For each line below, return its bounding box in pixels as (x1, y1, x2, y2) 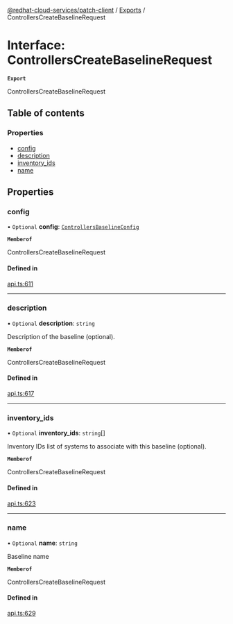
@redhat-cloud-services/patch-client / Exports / (7, 6, 146, 14)
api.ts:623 (7, 499, 36, 508)
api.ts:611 (7, 279, 33, 288)
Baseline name (7, 552, 50, 560)
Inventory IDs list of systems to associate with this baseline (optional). (7, 442, 207, 451)
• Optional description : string (7, 319, 95, 327)
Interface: (7, 37, 66, 53)
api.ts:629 (7, 609, 36, 618)
